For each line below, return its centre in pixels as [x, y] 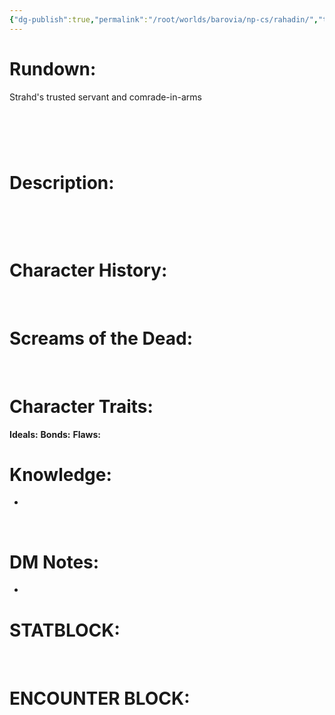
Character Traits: [81, 406]
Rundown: [53, 68]
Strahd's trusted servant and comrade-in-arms [105, 97]
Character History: [88, 270]
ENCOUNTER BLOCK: [100, 698]
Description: [62, 182]
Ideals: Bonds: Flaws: [55, 434]
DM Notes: [54, 562]
